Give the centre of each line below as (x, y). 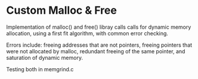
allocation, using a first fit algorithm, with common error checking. (87, 33)
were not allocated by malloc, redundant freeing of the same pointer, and (96, 51)
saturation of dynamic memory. (45, 57)
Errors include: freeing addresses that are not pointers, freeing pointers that (99, 45)
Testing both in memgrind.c (40, 69)
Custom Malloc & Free (62, 10)
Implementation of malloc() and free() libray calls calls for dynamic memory (99, 27)
